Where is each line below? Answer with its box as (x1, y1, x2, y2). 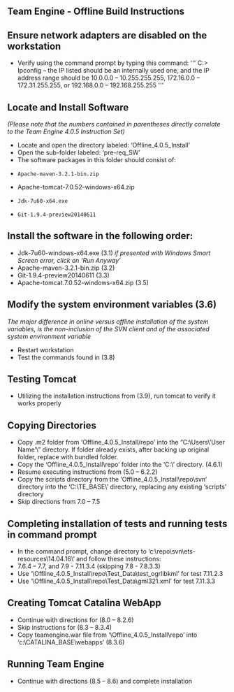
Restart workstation (17, 345, 74, 354)
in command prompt (7, 528, 98, 540)
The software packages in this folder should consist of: (17, 156, 177, 164)
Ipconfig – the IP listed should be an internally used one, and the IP (17, 66, 210, 75)
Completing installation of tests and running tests (7, 517, 228, 530)
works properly (17, 399, 61, 408)
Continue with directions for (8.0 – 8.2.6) (17, 615, 134, 624)
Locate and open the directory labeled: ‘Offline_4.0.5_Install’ (17, 141, 191, 150)
